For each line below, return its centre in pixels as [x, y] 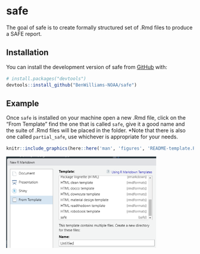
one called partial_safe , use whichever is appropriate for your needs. [92, 137]
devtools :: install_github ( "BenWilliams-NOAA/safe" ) [71, 85]
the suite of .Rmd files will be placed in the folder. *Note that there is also [96, 131]
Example [23, 103]
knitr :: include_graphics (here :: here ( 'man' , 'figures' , [76, 148]
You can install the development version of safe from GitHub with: [87, 67]
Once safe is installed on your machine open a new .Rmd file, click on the [96, 118]
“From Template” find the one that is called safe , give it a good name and [96, 124]
